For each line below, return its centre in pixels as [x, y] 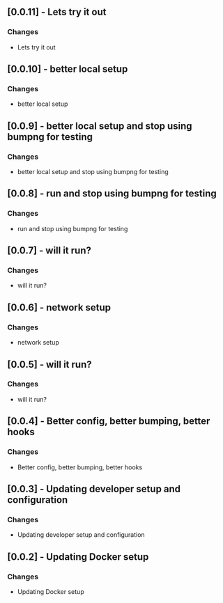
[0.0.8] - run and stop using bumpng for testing [112, 194]
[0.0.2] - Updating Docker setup [78, 557]
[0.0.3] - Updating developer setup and [94, 488]
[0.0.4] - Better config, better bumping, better [109, 421]
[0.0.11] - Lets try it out [57, 12]
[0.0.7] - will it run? [49, 251]
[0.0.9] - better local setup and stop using [100, 126]
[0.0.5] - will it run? [49, 365]
